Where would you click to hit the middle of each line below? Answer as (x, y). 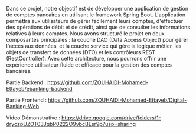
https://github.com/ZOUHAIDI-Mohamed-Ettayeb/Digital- (117, 100)
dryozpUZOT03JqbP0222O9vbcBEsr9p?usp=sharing (71, 124)
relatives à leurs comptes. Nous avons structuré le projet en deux (85, 34)
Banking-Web (23, 106)
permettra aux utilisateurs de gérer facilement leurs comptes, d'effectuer (95, 21)
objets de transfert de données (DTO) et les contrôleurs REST (81, 52)
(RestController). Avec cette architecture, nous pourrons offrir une (86, 59)
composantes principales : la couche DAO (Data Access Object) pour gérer (97, 40)
